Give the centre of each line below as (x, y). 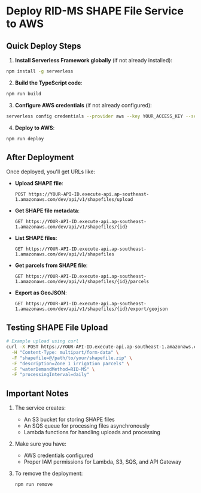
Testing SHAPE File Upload (57, 327)
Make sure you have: (41, 444)
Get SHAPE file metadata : (47, 211)
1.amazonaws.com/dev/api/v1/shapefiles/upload (74, 200)
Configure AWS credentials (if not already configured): (83, 105)
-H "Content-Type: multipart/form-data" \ (65, 352)
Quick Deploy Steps (44, 46)
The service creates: (40, 408)
